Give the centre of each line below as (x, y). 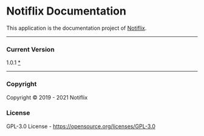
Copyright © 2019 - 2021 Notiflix (47, 97)
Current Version (30, 49)
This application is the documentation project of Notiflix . (76, 28)
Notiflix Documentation (66, 11)
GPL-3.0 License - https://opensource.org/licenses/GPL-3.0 (81, 126)
